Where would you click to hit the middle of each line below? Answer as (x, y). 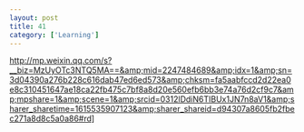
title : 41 (28, 26)
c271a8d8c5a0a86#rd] (52, 118)
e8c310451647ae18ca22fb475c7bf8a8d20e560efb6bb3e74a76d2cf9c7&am (152, 90)
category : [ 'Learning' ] (54, 35)
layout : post (34, 18)
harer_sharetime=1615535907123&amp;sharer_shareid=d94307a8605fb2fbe (152, 109)
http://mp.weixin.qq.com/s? (61, 61)
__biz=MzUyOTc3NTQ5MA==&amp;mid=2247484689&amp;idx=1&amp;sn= (151, 70)
